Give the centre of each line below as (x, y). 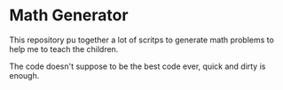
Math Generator (69, 15)
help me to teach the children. (64, 49)
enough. (24, 75)
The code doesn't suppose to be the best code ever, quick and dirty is (138, 66)
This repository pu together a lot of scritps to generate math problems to (142, 40)
